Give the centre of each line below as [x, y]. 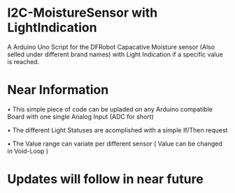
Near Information [58, 90]
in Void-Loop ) [28, 150]
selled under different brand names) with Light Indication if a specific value [115, 54]
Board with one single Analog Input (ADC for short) [80, 116]
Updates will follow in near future [106, 179]
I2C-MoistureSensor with [83, 13]
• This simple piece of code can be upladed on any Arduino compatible [110, 109]
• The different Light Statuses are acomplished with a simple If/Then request [117, 130]
